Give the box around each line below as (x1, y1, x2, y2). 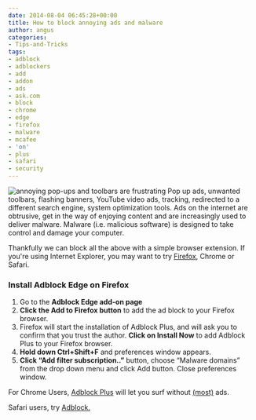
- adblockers (8, 63, 51, 71)
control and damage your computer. (8, 228, 124, 237)
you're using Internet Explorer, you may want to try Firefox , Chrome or (8, 252, 235, 261)
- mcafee (8, 135, 37, 144)
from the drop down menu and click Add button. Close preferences (19, 364, 237, 374)
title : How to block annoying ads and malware (8, 19, 163, 27)
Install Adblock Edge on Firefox (8, 279, 130, 290)
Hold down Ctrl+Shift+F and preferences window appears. (19, 347, 212, 357)
